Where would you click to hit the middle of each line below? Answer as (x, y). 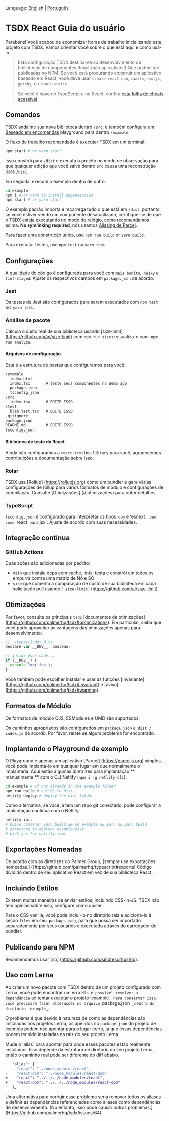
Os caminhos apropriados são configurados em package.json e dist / (78, 728)
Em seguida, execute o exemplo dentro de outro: (56, 181)
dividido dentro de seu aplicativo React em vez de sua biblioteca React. (79, 872)
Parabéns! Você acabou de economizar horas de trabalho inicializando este (83, 42)
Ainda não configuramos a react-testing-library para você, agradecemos (83, 453)
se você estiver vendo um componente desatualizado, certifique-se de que (83, 215)
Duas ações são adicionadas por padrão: (48, 563)
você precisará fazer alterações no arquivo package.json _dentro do (80, 1003)
